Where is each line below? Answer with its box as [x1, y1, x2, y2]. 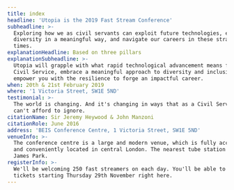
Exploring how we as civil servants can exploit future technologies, [13, 29, 223, 37]
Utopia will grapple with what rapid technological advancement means [13, 62, 223, 69]
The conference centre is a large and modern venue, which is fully [13, 140, 217, 147]
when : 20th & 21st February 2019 [7, 81, 104, 88]
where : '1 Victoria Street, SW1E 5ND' [7, 88, 120, 95]
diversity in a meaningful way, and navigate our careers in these [13, 36, 214, 43]
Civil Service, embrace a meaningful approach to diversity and [13, 68, 204, 75]
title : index [7, 10, 45, 17]
